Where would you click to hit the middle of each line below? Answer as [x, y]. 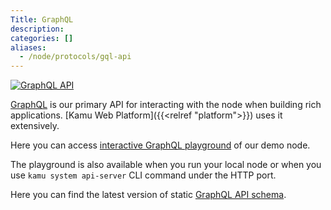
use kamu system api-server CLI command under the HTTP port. [143, 175]
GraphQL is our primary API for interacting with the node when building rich [166, 105]
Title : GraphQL [42, 19]
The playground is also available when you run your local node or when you [166, 165]
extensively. [35, 126]
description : [37, 29]
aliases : [28, 47]
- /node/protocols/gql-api [75, 57]
